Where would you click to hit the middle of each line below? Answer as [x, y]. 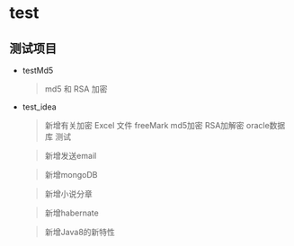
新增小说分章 [68, 194]
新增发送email [71, 156]
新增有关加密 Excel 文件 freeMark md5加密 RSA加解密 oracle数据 [165, 125]
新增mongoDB [71, 175]
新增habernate [71, 213]
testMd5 [38, 70]
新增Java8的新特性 [80, 232]
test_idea [39, 107]
